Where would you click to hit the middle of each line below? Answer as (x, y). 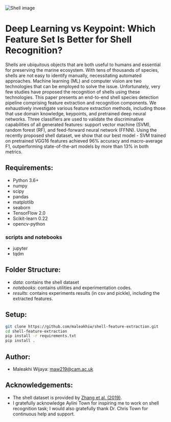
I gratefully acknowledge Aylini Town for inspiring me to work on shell (86, 403)
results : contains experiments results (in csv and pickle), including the (86, 293)
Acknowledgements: (39, 385)
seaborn (21, 207)
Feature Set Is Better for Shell (68, 40)
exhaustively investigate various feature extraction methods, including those (86, 108)
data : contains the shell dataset (46, 282)
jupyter (20, 248)
